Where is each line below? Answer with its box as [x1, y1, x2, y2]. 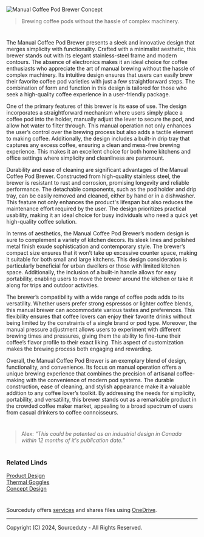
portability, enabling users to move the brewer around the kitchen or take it [6, 275, 193, 283]
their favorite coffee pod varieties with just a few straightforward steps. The [6, 78, 195, 85]
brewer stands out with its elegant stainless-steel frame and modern [6, 52, 177, 59]
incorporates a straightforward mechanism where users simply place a [6, 109, 183, 116]
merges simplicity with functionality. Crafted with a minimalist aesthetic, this [6, 46, 196, 53]
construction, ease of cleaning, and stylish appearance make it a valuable [6, 383, 191, 390]
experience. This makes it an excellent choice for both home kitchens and [6, 148, 191, 155]
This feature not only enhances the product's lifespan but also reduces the [6, 199, 193, 206]
